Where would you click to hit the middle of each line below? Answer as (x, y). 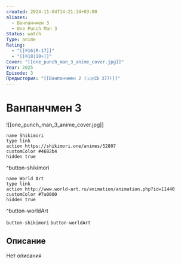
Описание (26, 241)
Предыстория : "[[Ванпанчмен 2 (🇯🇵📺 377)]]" (63, 78)
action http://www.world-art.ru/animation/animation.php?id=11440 (90, 189)
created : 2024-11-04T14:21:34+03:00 (52, 12)
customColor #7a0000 (32, 195)
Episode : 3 (20, 73)
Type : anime (21, 40)
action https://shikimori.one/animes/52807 (61, 146)
